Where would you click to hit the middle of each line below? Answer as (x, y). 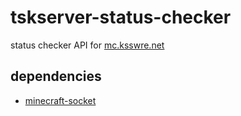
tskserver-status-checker (121, 17)
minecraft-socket (60, 100)
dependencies (56, 76)
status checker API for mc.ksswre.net (87, 45)
